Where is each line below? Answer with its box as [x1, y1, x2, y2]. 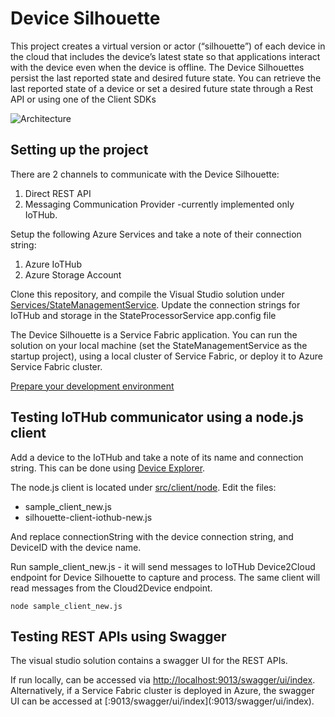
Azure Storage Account [24, 268, 122, 281]
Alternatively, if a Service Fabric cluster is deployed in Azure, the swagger [10, 685, 315, 697]
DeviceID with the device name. [10, 541, 142, 553]
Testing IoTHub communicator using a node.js [10, 409, 304, 426]
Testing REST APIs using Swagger [10, 628, 227, 645]
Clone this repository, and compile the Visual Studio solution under [10, 288, 285, 300]
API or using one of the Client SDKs [10, 93, 157, 105]
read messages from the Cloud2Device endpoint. [10, 582, 213, 594]
